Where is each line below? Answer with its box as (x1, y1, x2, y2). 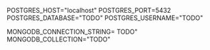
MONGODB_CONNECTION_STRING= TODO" (6, 28, 138, 36)
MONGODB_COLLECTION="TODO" (6, 35, 111, 44)
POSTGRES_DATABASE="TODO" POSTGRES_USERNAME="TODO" (6, 14, 204, 22)
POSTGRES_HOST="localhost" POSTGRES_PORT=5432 (6, 6, 171, 14)
